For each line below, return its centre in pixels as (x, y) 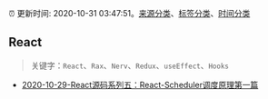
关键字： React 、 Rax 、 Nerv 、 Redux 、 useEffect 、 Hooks (129, 65)
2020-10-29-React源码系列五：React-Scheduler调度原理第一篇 (140, 84)
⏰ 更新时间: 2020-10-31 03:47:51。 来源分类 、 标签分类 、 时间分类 (129, 13)
